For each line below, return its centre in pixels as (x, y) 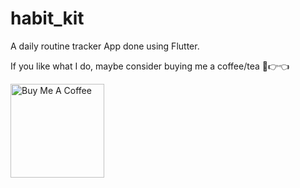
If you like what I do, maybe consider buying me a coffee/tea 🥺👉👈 (150, 66)
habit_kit (47, 18)
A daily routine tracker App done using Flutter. (105, 46)
